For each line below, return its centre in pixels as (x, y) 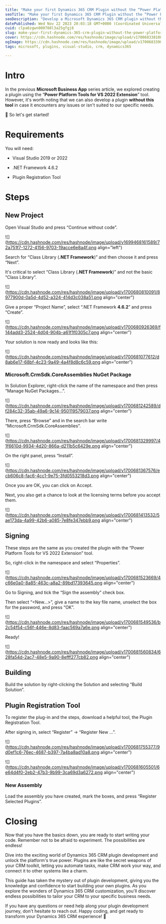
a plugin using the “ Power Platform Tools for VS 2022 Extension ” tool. (77, 94)
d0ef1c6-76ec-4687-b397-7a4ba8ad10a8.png (52, 752)
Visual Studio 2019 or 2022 (40, 158)
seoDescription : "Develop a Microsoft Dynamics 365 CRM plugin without (80, 19)
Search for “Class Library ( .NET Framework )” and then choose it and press (82, 257)
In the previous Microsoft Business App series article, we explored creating (82, 89)
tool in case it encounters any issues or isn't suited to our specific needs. (80, 105)
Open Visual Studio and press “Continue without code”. (61, 227)
